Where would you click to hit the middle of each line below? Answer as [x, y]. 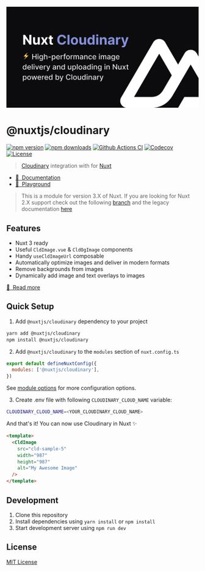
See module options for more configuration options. [71, 388]
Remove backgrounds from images [59, 269]
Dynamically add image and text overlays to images [80, 275]
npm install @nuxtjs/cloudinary [47, 340]
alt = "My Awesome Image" [48, 468]
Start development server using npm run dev [70, 528]
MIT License [22, 562]
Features [23, 228]
